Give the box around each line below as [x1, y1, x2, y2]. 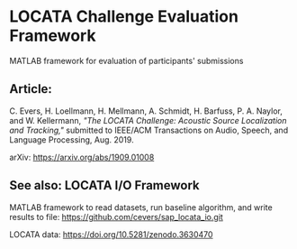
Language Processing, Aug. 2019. [9, 134, 134, 145]
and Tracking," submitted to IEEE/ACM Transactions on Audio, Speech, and [9, 124, 289, 135]
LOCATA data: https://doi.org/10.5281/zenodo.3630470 [9, 228, 213, 240]
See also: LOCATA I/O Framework [9, 178, 200, 193]
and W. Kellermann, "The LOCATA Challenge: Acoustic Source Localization [9, 115, 287, 125]
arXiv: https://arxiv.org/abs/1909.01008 [9, 152, 155, 162]
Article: [9, 81, 52, 97]
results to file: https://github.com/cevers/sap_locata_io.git [9, 211, 223, 222]
